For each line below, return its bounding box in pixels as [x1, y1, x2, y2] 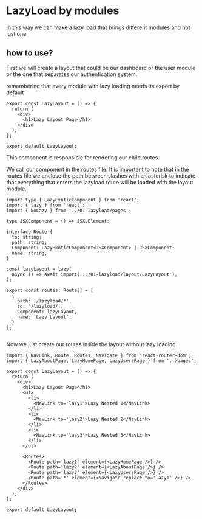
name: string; [12, 250, 47, 256]
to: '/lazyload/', [17, 303, 64, 309]
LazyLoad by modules [6, 4, 120, 18]
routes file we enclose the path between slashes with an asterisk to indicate [6, 172, 196, 179]
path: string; [12, 239, 47, 245]
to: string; [12, 234, 42, 240]
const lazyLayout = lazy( [6, 266, 72, 272]
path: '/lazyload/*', [17, 298, 72, 304]
